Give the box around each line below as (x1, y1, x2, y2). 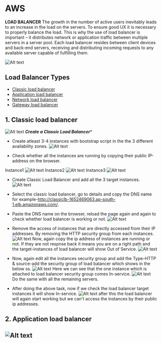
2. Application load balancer (5, 315, 92, 323)
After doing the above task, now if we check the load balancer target (12, 285, 149, 291)
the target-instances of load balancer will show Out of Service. (12, 246, 137, 252)
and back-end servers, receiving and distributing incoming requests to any (5, 45, 154, 50)
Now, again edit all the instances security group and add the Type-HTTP (12, 255, 156, 261)
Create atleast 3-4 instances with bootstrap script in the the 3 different (12, 138, 153, 144)
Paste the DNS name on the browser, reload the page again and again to (12, 211, 156, 216)
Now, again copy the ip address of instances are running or (32, 236, 150, 242)
